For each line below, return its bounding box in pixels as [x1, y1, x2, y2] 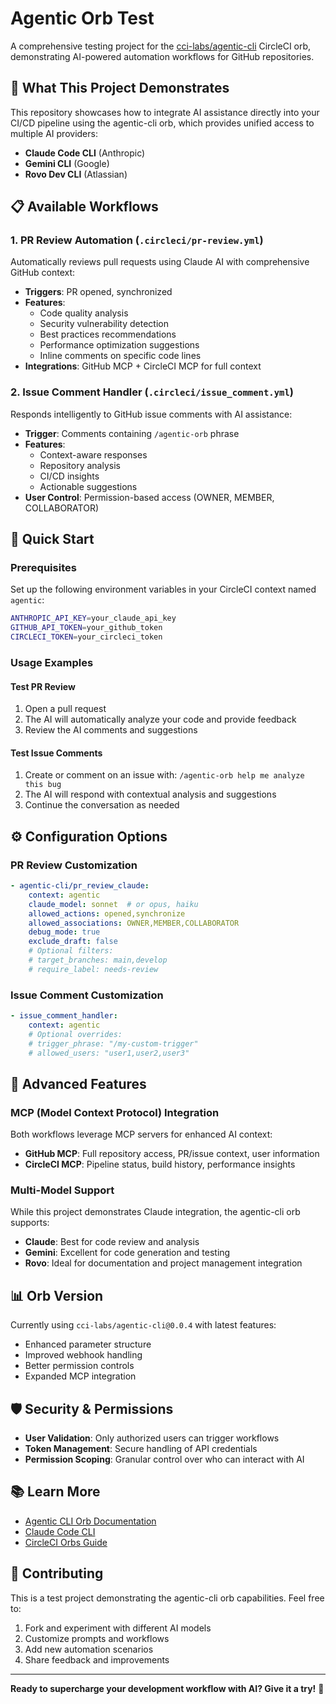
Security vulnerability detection [39, 318, 169, 330]
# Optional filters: [28, 946, 114, 956]
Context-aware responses [39, 448, 148, 461]
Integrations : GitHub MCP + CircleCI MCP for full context [24, 360, 262, 372]
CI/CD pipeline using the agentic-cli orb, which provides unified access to [10, 117, 315, 129]
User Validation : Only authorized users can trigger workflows [24, 1432, 280, 1444]
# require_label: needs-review [28, 964, 159, 974]
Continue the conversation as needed [24, 799, 180, 811]
